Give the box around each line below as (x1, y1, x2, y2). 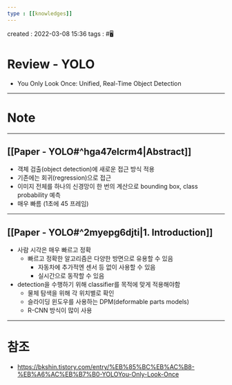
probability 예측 (17, 191, 61, 199)
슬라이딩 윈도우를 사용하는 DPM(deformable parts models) (27, 298, 190, 306)
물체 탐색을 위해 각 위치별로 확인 (27, 289, 115, 297)
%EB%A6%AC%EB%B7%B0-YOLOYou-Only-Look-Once (17, 370, 180, 379)
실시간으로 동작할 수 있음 (37, 272, 105, 280)
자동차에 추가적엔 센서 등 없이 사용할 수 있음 (37, 263, 156, 272)
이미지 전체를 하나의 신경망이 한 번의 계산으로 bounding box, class (17, 182, 198, 191)
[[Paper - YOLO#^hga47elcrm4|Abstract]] (7, 146, 192, 158)
